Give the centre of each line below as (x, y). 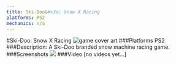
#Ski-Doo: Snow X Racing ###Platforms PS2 (86, 41)
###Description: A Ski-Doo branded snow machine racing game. (88, 47)
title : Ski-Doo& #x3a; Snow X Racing (53, 12)
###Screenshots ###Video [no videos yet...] (67, 54)
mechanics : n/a (26, 23)
